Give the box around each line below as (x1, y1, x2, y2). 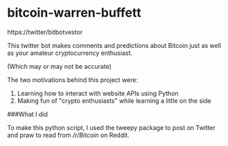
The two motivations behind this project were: (7, 75, 139, 84)
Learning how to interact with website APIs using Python (17, 89, 179, 97)
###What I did (7, 110, 49, 118)
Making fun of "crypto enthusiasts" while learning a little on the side (17, 96, 211, 105)
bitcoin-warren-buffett (7, 5, 141, 21)
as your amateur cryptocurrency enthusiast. (7, 49, 133, 57)
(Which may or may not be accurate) (7, 62, 112, 70)
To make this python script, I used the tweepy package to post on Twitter (7, 123, 216, 131)
